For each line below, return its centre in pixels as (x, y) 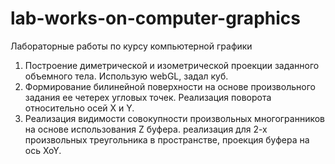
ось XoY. (43, 150)
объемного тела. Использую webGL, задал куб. (126, 76)
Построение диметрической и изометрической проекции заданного (172, 65)
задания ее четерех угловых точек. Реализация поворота (148, 97)
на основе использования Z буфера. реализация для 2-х (146, 129)
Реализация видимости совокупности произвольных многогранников (175, 118)
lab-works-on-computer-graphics (155, 18)
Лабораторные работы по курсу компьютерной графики (131, 46)
